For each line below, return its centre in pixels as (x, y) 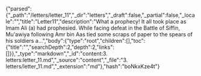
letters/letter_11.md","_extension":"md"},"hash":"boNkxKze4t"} (83, 66)
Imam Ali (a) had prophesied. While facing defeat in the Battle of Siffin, (93, 28)
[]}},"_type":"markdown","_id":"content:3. (57, 53)
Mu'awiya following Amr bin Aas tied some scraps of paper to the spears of (99, 34)
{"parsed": (19, 9)
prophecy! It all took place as (150, 21)
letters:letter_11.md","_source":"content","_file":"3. (67, 60)
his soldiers (20, 41)
